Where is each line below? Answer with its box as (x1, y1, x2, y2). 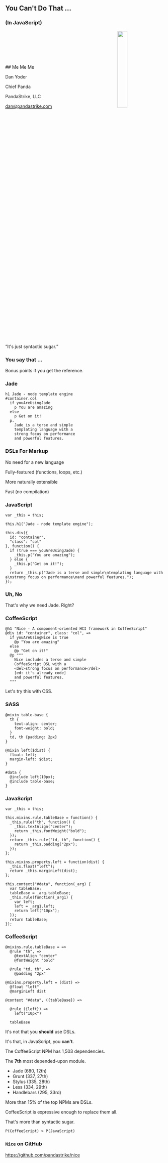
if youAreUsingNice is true (10, 635, 69, 640)
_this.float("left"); (10, 864, 55, 869)
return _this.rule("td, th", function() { (10, 837, 100, 843)
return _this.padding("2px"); (14, 842, 78, 847)
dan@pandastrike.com (5, 103, 52, 109)
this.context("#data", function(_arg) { (5, 882, 92, 887)
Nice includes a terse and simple (14, 657, 87, 662)
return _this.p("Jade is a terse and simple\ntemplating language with (10, 570, 163, 575)
